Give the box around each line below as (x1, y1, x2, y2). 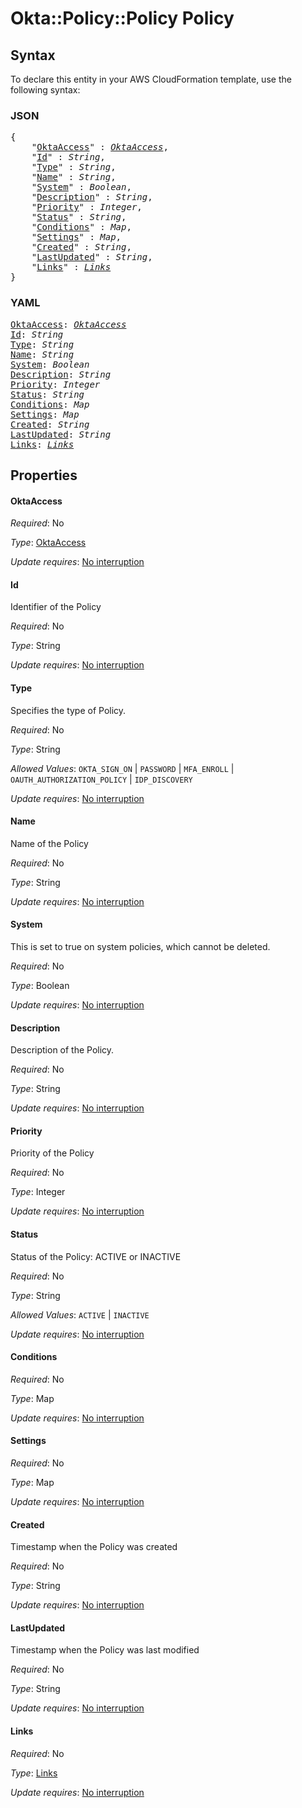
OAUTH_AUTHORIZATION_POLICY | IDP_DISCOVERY (10, 773, 193, 785)
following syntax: (10, 84, 81, 96)
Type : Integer (10, 1186, 66, 1198)
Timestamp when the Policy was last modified (10, 1644, 200, 1656)
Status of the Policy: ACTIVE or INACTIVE (10, 1250, 182, 1262)
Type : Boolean (10, 980, 70, 991)
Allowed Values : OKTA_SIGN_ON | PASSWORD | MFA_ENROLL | (10, 762, 235, 774)
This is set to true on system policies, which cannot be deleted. (10, 941, 271, 952)
